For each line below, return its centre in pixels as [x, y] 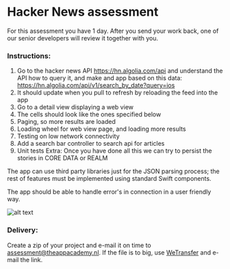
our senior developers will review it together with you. [83, 38]
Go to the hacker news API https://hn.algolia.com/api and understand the [120, 71]
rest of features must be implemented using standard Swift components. [109, 179]
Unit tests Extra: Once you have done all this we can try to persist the [114, 151]
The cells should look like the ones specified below [89, 114]
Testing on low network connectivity [68, 136]
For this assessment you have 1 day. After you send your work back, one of [113, 31]
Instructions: [29, 55]
